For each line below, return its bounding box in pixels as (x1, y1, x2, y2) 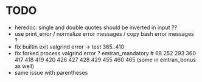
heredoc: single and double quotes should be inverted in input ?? (14, 24, 178, 31)
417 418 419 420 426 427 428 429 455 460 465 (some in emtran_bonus (14, 56, 196, 63)
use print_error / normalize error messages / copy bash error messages (14, 30, 194, 37)
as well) (14, 62, 35, 70)
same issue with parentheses (14, 69, 88, 76)
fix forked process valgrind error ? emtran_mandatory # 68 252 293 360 (14, 49, 196, 56)
